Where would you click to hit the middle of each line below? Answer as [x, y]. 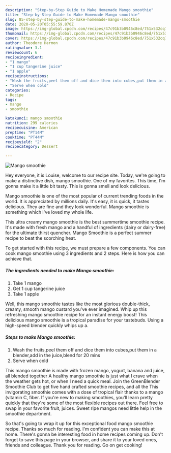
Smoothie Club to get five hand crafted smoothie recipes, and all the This [82, 387]
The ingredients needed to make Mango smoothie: [60, 270]
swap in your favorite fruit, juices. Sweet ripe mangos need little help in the [84, 408]
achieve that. [19, 259]
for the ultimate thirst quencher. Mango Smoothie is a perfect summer [78, 233]
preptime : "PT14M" [25, 133]
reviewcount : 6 [21, 52]
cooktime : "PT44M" [25, 137]
